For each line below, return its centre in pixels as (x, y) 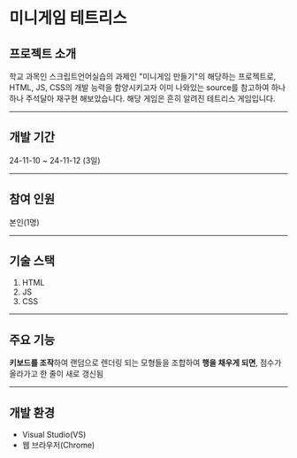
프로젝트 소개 (43, 53)
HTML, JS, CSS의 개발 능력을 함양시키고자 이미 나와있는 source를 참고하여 (139, 88)
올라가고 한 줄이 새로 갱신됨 (57, 374)
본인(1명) (24, 222)
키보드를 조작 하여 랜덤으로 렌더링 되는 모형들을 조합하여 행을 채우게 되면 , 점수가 (145, 363)
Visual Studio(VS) (54, 435)
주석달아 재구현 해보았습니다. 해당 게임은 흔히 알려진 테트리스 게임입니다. (150, 99)
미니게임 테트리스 (68, 18)
